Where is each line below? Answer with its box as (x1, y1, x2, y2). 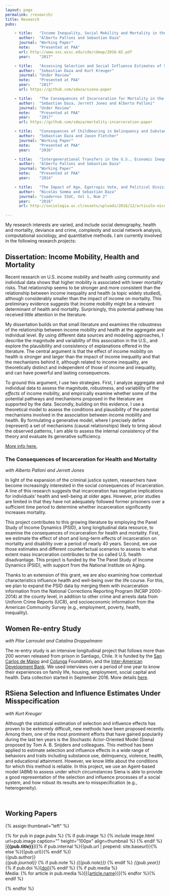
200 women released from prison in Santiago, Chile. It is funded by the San (5, 653, 162, 659)
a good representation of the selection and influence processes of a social (5, 774, 160, 780)
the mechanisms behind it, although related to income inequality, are (5, 359, 148, 365)
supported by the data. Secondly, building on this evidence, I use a (5, 401, 145, 407)
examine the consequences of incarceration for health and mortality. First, (5, 530, 160, 536)
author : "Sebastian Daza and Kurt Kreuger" (18, 68, 114, 73)
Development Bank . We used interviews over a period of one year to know (5, 664, 160, 670)
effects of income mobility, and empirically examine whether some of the (5, 390, 157, 396)
